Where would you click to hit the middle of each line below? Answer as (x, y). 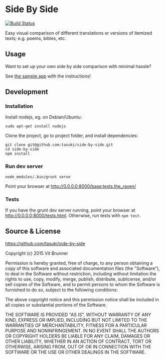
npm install (18, 154)
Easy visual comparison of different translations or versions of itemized (79, 33)
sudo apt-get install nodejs (36, 126)
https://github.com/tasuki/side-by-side (45, 243)
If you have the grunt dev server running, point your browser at (70, 210)
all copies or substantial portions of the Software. (56, 305)
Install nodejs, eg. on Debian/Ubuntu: (43, 117)
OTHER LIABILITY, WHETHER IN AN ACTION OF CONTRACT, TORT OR (78, 341)
